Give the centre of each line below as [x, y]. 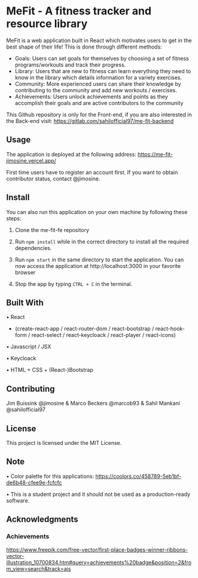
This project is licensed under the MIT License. [64, 443]
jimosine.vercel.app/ [31, 161]
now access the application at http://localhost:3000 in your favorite [98, 266]
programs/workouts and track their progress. [70, 65]
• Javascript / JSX [29, 347]
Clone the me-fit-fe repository [52, 230]
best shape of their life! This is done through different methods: [84, 47]
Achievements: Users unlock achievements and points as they [92, 97]
